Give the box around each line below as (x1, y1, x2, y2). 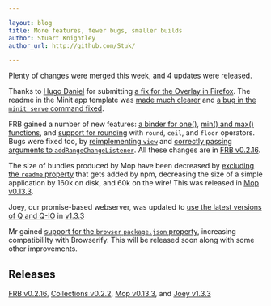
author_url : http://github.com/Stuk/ (8, 41, 136, 49)
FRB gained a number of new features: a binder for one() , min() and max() (8, 119, 255, 130)
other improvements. (8, 244, 78, 253)
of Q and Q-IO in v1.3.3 (8, 211, 85, 221)
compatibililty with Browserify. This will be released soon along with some (8, 236, 255, 245)
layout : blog (8, 19, 53, 27)
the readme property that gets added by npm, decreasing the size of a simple (8, 169, 263, 179)
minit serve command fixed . (8, 104, 104, 113)
